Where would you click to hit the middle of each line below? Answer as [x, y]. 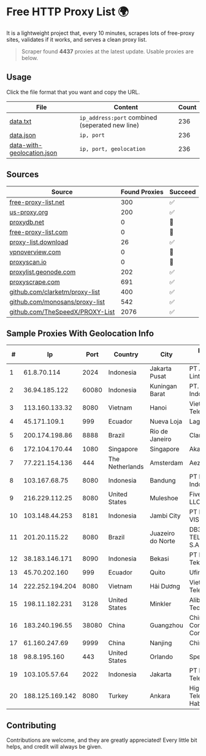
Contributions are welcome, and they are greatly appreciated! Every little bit [102, 740]
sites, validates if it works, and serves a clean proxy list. [77, 39]
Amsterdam [166, 463]
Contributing [31, 725]
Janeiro [161, 439]
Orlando [162, 657]
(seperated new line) [109, 125]
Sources [23, 174]
